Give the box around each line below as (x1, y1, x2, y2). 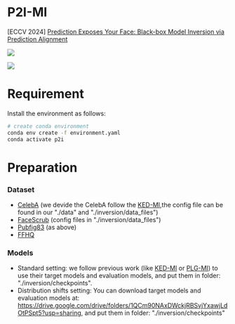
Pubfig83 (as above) (17, 223, 77, 231)
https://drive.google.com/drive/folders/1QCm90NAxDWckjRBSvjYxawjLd (17, 302, 228, 310)
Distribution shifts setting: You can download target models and (17, 286, 201, 295)
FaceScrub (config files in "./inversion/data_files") (17, 215, 161, 223)
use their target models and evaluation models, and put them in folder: (17, 271, 221, 280)
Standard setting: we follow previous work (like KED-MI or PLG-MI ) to (17, 264, 219, 273)
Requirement (7, 86, 84, 102)
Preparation (7, 160, 78, 176)
